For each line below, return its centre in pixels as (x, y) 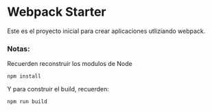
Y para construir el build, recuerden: (58, 89)
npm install (24, 76)
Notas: (19, 49)
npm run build (27, 102)
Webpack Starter (57, 12)
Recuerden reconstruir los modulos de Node (70, 64)
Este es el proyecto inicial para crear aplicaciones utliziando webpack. (106, 31)
